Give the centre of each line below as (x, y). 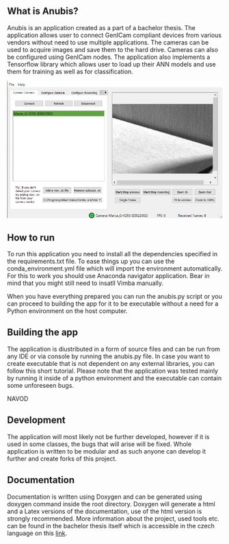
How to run (31, 237)
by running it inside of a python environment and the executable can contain (114, 378)
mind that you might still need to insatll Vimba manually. (85, 283)
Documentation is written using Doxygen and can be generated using (105, 497)
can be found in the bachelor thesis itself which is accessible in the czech (111, 526)
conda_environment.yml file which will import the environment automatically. (115, 269)
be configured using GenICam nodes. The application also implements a (109, 57)
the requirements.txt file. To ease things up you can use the (91, 261)
